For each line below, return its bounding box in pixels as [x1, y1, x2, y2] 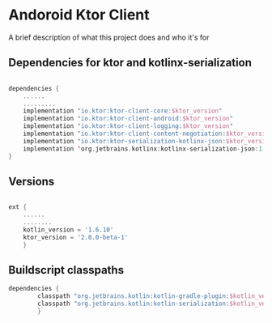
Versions [8, 174, 55, 188]
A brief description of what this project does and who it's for [8, 32, 210, 42]
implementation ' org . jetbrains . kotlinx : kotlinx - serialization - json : [23, 144, 259, 153]
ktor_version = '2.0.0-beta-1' [23, 233, 129, 241]
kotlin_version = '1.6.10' [23, 225, 114, 234]
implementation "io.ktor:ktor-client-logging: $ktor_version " [23, 122, 233, 130]
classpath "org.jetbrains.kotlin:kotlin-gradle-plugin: [37, 292, 230, 300]
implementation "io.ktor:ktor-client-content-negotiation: [23, 130, 227, 138]
